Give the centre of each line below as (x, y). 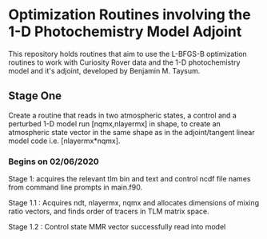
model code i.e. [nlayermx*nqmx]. (64, 141)
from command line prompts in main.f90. (75, 187)
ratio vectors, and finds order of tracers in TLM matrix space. (109, 211)
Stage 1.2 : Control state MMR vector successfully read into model (117, 227)
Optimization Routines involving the (130, 15)
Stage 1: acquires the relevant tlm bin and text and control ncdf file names (130, 179)
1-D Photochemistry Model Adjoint (125, 32)
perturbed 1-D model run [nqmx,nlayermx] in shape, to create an (115, 123)
